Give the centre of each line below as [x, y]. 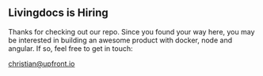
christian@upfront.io [42, 63]
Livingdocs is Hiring [58, 13]
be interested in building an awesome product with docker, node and [120, 40]
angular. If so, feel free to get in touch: [71, 48]
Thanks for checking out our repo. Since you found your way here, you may [131, 31]
